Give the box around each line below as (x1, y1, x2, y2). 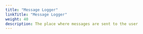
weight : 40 (5, 16, 29, 21)
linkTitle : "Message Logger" (5, 12, 67, 17)
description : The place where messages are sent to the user (5, 21, 138, 26)
